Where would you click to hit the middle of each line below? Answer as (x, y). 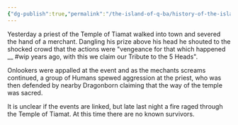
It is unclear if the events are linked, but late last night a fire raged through (115, 106)
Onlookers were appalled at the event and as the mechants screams (107, 70)
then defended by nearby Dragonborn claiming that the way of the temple (115, 85)
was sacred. (25, 93)
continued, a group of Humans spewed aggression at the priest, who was (114, 78)
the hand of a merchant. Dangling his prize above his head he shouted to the (119, 41)
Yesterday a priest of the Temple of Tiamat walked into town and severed (114, 34)
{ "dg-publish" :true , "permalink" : (57, 14)
